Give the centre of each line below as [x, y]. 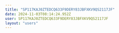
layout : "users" [22, 23]
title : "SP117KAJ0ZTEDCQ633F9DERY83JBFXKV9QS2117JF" [60, 9]
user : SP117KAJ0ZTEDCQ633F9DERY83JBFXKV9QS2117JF [57, 18]
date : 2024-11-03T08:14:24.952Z [38, 14]
